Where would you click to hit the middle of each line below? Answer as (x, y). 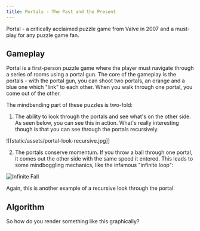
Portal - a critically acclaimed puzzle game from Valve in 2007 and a (90, 29)
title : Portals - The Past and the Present (61, 12)
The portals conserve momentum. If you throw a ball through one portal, (104, 152)
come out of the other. (34, 94)
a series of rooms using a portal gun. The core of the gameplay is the (91, 75)
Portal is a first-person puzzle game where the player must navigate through (100, 68)
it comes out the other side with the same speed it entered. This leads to (104, 159)
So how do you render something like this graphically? (73, 221)
